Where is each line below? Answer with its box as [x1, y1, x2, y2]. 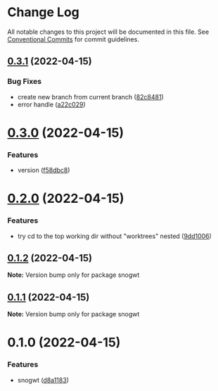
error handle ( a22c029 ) [17, 100, 86, 108]
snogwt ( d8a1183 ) [17, 376, 69, 384]
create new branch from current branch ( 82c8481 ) [17, 92, 164, 101]
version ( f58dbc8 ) [17, 166, 70, 175]
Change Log [7, 4, 79, 20]
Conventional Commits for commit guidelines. [7, 35, 139, 43]
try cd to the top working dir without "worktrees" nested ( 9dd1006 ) [17, 232, 212, 240]
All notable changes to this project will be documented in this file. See [7, 27, 210, 36]
